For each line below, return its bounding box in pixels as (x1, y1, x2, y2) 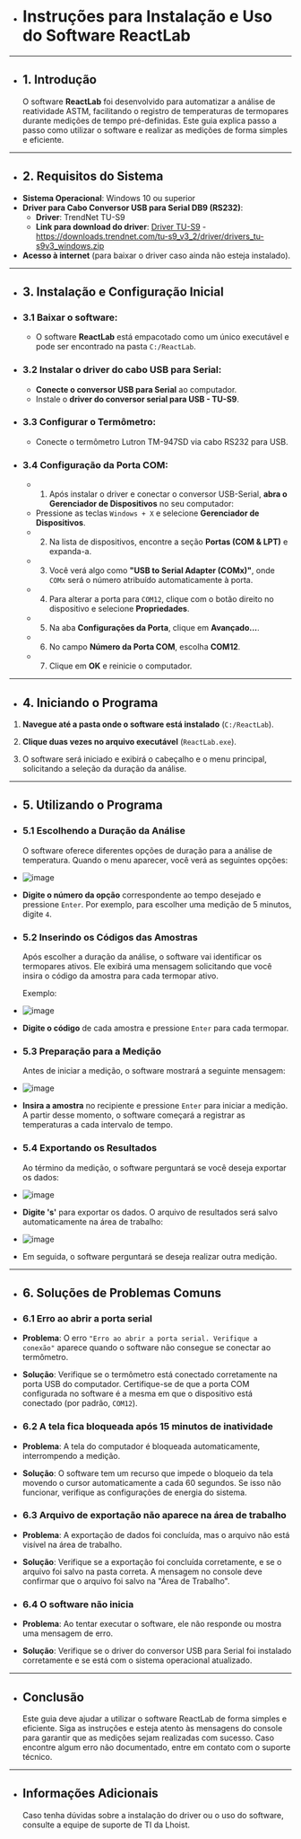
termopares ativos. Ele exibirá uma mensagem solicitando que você (21, 960, 272, 971)
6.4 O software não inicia (21, 1597, 134, 1610)
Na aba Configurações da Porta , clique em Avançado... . (48, 623, 260, 633)
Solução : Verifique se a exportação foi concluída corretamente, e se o (21, 1556, 282, 1567)
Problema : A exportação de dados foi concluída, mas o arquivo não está (21, 1529, 290, 1540)
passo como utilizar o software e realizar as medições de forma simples (21, 124, 288, 136)
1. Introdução (21, 72, 97, 87)
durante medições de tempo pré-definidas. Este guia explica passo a (21, 115, 278, 126)
